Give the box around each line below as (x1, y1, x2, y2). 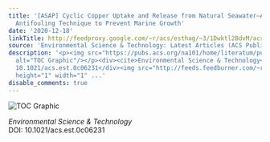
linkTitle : (8, 34, 45, 43)
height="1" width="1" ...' (15, 71, 106, 79)
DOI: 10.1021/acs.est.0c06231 (8, 125, 105, 135)
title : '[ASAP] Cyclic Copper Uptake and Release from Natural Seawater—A (8, 11, 264, 20)
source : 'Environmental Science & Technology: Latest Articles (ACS (8, 42, 243, 50)
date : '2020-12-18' (8, 26, 74, 34)
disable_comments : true (8, 79, 88, 87)
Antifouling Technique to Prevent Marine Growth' (15, 19, 185, 27)
